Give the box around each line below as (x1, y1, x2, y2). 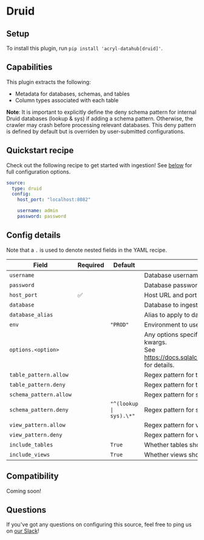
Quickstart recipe (6, 145, 74, 156)
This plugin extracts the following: (6, 78, 91, 86)
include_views (9, 451, 50, 458)
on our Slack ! (6, 527, 39, 535)
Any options (144, 330, 178, 339)
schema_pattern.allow (9, 391, 72, 398)
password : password (17, 213, 67, 220)
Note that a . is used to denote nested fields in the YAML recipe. (6, 246, 167, 254)
